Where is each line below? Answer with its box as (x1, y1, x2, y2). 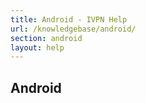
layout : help (10, 42, 65, 53)
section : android (10, 33, 83, 43)
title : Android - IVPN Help (10, 14, 128, 25)
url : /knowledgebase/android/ (10, 24, 137, 34)
